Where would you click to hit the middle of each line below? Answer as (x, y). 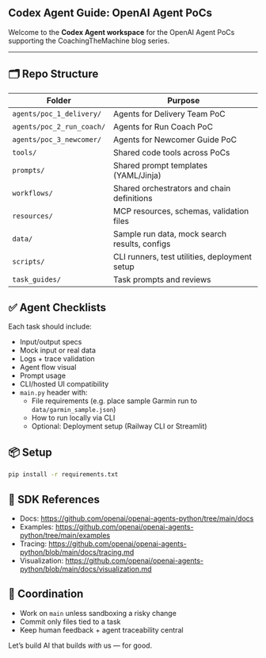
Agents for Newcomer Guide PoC (175, 140)
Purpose (184, 100)
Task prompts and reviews (162, 279)
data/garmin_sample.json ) (74, 410)
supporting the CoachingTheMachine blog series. (89, 40)
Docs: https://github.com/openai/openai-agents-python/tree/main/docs (137, 518)
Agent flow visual (48, 367)
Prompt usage (42, 375)
